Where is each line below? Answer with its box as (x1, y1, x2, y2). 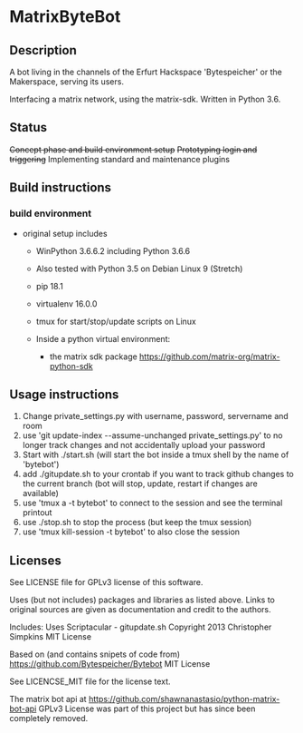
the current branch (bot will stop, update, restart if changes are (22, 478, 258, 489)
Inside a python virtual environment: (35, 333, 171, 344)
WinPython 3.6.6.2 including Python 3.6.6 (35, 245, 191, 256)
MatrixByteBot (9, 6, 121, 27)
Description (9, 43, 77, 58)
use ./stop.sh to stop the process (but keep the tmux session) (22, 517, 252, 528)
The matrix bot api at (9, 694, 88, 705)
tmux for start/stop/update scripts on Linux (35, 316, 196, 327)
